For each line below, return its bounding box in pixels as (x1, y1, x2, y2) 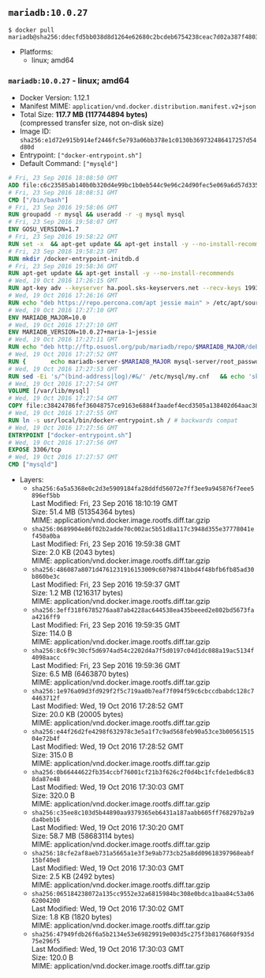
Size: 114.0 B (31, 629, 73, 638)
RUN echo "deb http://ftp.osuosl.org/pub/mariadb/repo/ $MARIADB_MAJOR (8, 343, 245, 351)
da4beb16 (31, 816, 61, 824)
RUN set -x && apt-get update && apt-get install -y (8, 240, 189, 248)
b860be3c (31, 573, 61, 581)
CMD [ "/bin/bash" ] (8, 196, 69, 204)
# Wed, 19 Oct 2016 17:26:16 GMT (8, 292, 118, 300)
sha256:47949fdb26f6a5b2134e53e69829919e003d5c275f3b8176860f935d (31, 931, 255, 938)
